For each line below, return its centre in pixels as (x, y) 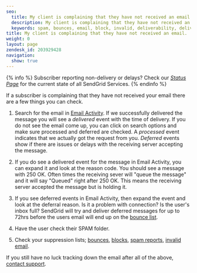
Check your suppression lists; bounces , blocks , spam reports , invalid (98, 239)
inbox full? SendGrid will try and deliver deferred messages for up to (97, 211)
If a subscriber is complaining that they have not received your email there (96, 95)
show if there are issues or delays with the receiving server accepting (99, 144)
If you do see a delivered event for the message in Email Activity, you (98, 162)
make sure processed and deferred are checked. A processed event (97, 131)
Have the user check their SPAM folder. (62, 228)
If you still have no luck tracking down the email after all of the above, (90, 257)
